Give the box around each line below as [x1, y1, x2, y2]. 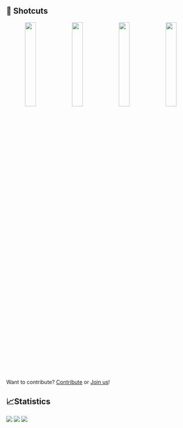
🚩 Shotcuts [6, 6, 48, 16]
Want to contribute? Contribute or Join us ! [6, 378, 110, 385]
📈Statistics [6, 397, 51, 407]
